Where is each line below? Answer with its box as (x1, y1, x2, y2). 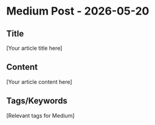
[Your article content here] (6, 78, 72, 86)
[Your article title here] (6, 44, 63, 52)
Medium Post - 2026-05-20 (6, 4, 150, 18)
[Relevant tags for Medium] (6, 112, 75, 119)
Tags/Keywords (6, 96, 68, 106)
